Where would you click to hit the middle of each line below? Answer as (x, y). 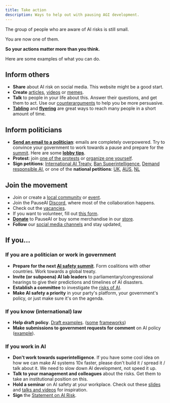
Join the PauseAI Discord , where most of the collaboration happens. (84, 203)
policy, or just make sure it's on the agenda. (58, 298)
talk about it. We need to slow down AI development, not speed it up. (84, 368)
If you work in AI (26, 346)
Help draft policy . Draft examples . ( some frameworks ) (69, 322)
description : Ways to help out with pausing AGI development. (72, 15)
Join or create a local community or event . (57, 197)
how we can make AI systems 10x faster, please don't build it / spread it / (89, 363)
